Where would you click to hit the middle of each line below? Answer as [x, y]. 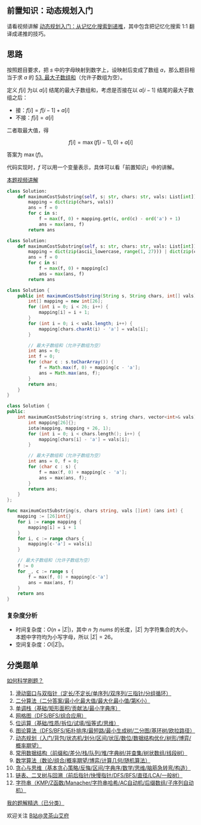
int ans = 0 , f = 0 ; [54, 461]
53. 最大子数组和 [56, 77]
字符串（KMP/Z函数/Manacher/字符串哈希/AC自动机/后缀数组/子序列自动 [105, 783]
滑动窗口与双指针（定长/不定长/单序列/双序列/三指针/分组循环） [93, 693]
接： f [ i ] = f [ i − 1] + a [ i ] [43, 110]
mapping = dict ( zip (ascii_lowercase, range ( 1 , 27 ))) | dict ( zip [110, 252]
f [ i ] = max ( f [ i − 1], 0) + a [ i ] [101, 142]
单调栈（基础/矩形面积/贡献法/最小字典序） [68, 708]
